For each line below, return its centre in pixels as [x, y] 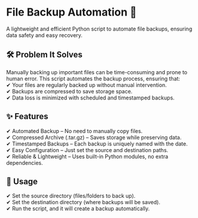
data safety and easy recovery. [44, 35]
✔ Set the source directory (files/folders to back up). [71, 196]
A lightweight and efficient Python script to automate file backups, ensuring [99, 29]
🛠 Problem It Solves [44, 55]
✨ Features [27, 116]
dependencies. [25, 163]
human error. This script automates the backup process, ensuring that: [93, 78]
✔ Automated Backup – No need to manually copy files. [74, 131]
